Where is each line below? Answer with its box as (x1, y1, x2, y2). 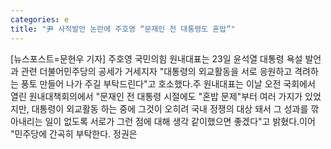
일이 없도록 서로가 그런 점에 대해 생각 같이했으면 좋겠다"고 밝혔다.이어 (44, 115, 316, 127)
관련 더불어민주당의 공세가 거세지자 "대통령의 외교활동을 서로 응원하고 (20, 65, 293, 77)
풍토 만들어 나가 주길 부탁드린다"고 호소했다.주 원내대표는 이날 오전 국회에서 (20, 77, 316, 90)
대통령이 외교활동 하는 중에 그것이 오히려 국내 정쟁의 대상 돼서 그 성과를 (31, 102, 309, 115)
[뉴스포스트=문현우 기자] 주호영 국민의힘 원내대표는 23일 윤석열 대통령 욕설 (10, 52, 303, 65)
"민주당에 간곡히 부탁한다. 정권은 (10, 127, 138, 140)
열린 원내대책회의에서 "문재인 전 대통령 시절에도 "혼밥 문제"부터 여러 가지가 (10, 90, 303, 102)
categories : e (10, 14, 70, 25)
